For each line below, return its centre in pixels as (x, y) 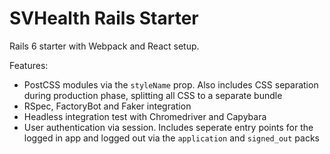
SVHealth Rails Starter (104, 18)
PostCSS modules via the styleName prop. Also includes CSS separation (171, 84)
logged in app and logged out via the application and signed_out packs (171, 138)
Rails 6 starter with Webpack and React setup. (104, 46)
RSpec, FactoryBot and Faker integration (107, 106)
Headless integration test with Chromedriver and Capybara (145, 116)
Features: (29, 65)
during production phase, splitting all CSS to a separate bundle (153, 95)
